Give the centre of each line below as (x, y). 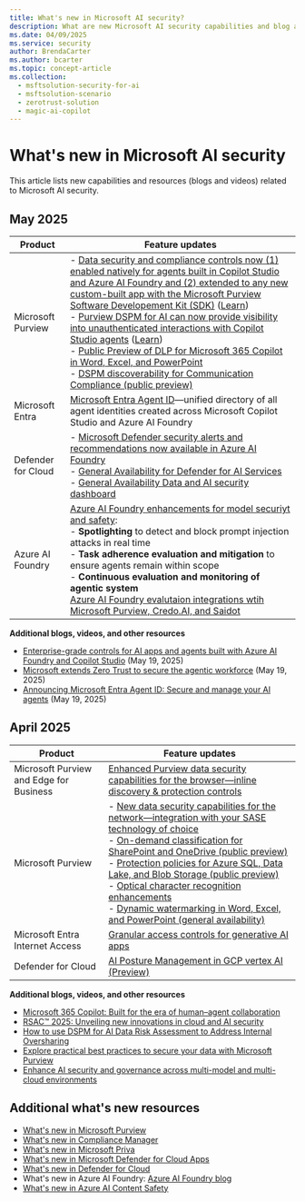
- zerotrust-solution (59, 102)
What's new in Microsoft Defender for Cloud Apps (116, 1158)
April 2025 (40, 728)
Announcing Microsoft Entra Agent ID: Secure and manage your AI (147, 690)
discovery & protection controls (175, 791)
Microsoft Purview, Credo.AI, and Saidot (155, 611)
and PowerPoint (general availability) (187, 919)
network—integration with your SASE (187, 817)
